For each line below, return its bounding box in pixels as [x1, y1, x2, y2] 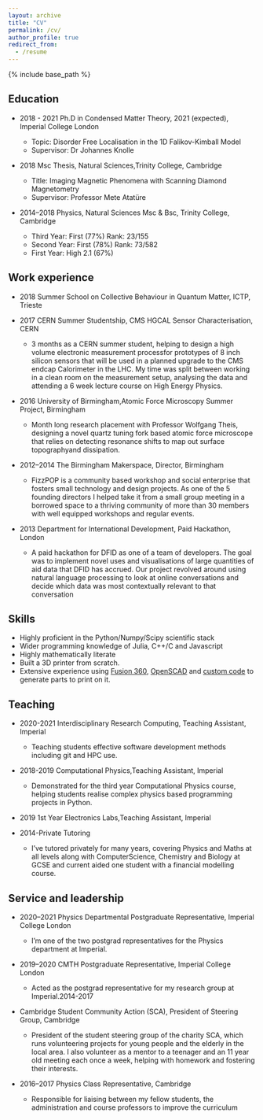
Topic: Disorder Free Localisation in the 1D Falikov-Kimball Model [31, 137, 242, 146]
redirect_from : [8, 41, 58, 49]
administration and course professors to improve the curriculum [31, 1103, 238, 1112]
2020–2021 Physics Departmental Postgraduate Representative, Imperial [19, 912, 255, 922]
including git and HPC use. [31, 751, 118, 760]
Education [8, 92, 60, 106]
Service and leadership [8, 891, 124, 905]
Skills [8, 612, 35, 626]
